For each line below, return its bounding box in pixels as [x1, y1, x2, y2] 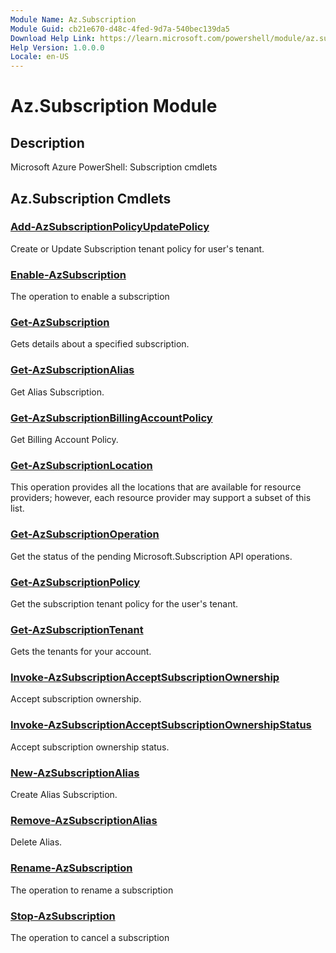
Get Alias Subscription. [10, 386, 105, 398]
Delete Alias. [10, 836, 63, 848]
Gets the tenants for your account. [10, 646, 152, 658]
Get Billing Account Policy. [10, 434, 119, 445]
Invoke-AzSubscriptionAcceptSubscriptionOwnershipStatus [10, 718, 312, 732]
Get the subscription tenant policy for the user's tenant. [10, 597, 239, 610]
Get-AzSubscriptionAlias [10, 363, 135, 377]
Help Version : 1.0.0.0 [10, 42, 105, 53]
